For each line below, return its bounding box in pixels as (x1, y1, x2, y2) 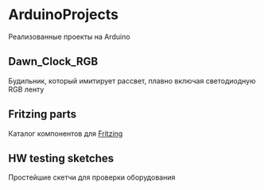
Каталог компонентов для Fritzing (8, 129, 123, 138)
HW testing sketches (8, 151, 115, 165)
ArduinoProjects (8, 6, 119, 24)
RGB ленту (8, 84, 45, 94)
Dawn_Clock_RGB (8, 55, 99, 68)
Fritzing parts (8, 107, 77, 121)
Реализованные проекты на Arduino (8, 32, 130, 41)
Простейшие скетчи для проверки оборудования (8, 173, 176, 182)
